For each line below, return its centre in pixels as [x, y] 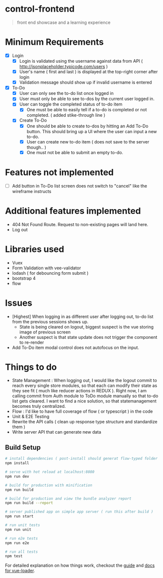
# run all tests [21, 552]
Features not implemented [59, 172]
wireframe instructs [32, 191]
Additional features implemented [73, 211]
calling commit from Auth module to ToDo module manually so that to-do [85, 396]
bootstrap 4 [24, 278]
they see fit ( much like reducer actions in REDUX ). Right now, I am [79, 391]
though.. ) [36, 147]
